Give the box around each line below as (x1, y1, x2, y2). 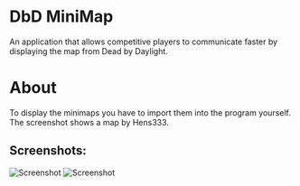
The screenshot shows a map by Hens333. (9, 116, 170, 127)
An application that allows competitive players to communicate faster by (9, 36, 278, 47)
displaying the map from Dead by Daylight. (9, 45, 169, 56)
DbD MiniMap (9, 6, 114, 27)
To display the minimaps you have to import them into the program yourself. (9, 107, 292, 118)
